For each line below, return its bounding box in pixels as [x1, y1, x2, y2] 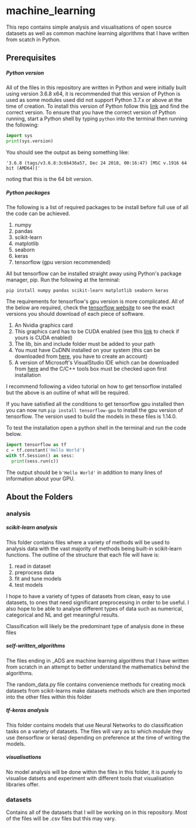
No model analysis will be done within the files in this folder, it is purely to [6, 768, 183, 775]
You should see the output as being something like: [6, 149, 130, 156]
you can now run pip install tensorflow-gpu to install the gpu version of [6, 407, 183, 414]
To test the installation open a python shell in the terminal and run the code [6, 424, 187, 431]
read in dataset [14, 563, 51, 570]
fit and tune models [14, 575, 61, 582]
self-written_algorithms [6, 642, 66, 649]
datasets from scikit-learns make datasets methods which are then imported [6, 687, 190, 694]
